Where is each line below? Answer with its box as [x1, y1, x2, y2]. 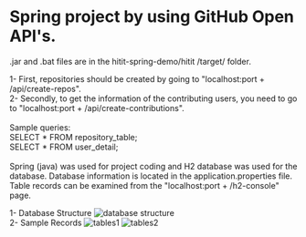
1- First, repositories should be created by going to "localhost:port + [9, 73, 265, 84]
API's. [9, 26, 57, 46]
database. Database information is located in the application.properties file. [9, 170, 293, 181]
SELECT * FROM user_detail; [9, 141, 119, 152]
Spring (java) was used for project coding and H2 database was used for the [9, 160, 298, 171]
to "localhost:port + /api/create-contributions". [9, 102, 185, 113]
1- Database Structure [9, 207, 92, 218]
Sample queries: [9, 121, 71, 133]
